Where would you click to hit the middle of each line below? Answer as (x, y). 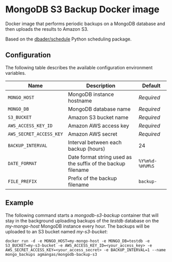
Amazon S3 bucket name (98, 117)
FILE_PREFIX (23, 181)
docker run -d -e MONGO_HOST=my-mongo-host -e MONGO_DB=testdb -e (78, 241)
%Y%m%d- (148, 161)
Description (101, 86)
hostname (80, 100)
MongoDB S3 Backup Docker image (82, 9)
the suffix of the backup (96, 164)
